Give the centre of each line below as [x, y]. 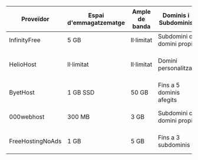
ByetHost [22, 92]
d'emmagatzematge [96, 23]
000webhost [27, 117]
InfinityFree [25, 40]
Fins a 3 [169, 137]
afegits [168, 100]
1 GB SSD [81, 92]
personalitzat [176, 68]
